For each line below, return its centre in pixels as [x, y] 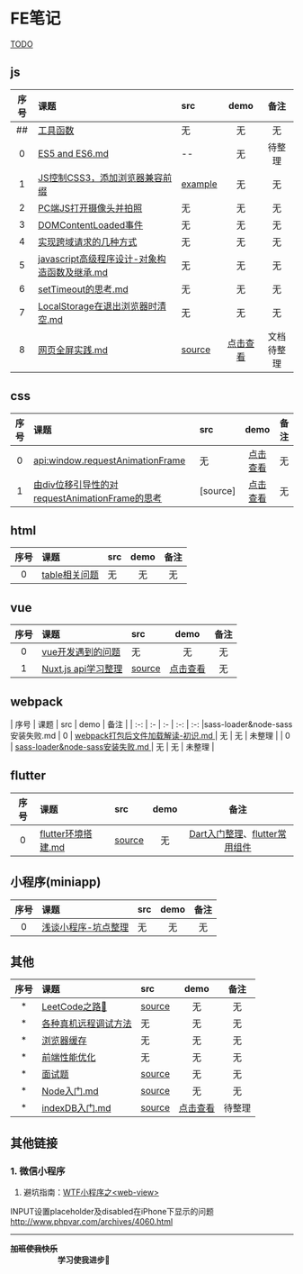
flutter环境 [62, 833]
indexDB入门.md [76, 1108]
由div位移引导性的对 [76, 485]
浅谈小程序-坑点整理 [85, 927]
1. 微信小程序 [38, 1170]
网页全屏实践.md [73, 350]
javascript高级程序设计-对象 [98, 259]
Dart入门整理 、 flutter [233, 833]
